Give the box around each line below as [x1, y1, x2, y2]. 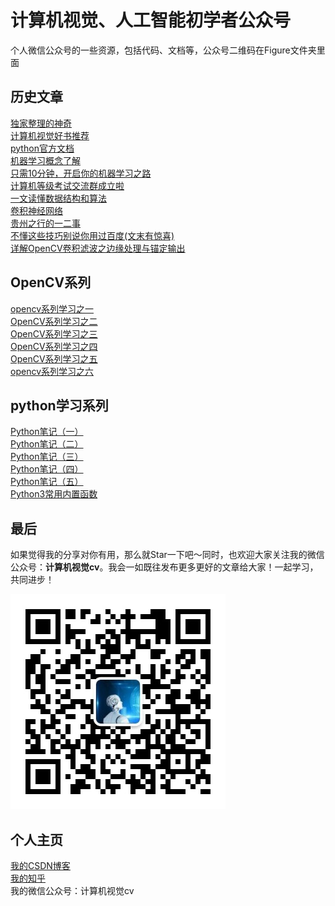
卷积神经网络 [10, 204, 63, 216]
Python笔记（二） [10, 438, 84, 450]
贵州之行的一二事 [10, 217, 81, 229]
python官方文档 [10, 142, 75, 154]
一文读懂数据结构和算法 [10, 192, 107, 204]
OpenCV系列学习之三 [10, 327, 98, 340]
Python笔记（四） [10, 463, 84, 475]
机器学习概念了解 [10, 154, 81, 166]
